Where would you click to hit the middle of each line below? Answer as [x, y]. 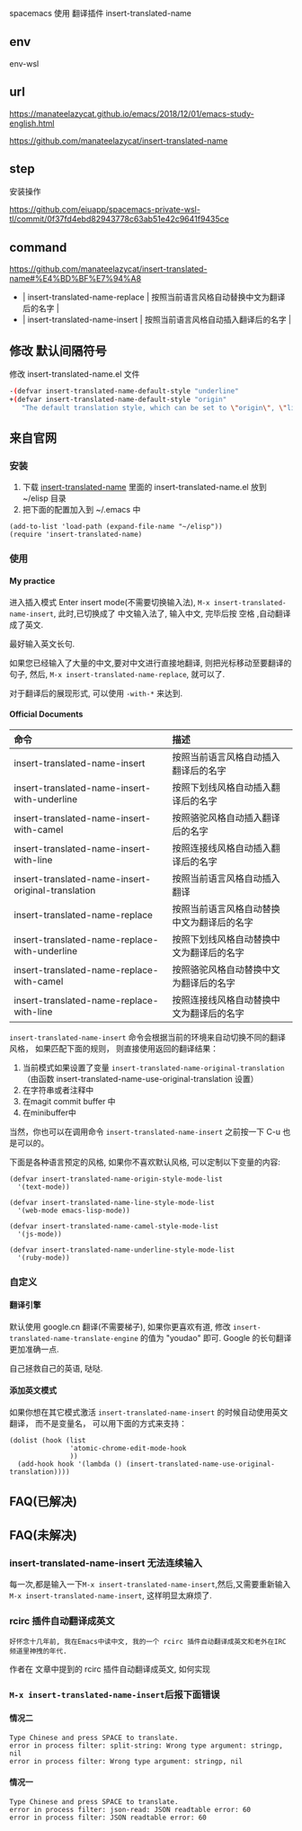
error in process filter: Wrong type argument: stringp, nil [126, 1761]
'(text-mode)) [44, 1187]
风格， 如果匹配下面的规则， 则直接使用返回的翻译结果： [114, 1048]
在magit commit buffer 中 [69, 1101]
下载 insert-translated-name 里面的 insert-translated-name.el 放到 [144, 487]
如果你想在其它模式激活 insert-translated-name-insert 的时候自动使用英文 [149, 1412]
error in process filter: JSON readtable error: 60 [108, 1818]
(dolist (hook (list [48, 1441]
